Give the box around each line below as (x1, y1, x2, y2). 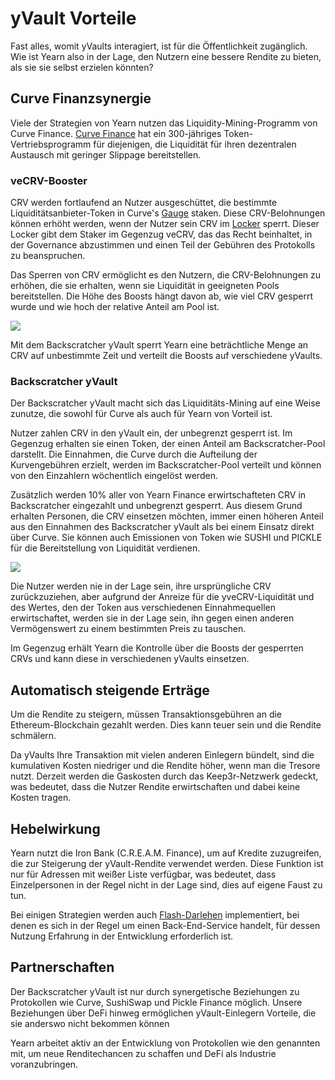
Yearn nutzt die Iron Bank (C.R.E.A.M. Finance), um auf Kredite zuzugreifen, (10, 847, 322, 859)
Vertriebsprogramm (10, 138, 92, 150)
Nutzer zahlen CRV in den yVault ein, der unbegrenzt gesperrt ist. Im (10, 427, 293, 439)
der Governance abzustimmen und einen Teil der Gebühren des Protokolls (10, 239, 316, 251)
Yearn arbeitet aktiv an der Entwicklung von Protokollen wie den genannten (10, 1037, 321, 1049)
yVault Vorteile (10, 7, 137, 30)
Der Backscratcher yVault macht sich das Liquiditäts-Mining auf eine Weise (10, 397, 321, 409)
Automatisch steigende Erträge (10, 682, 210, 699)
